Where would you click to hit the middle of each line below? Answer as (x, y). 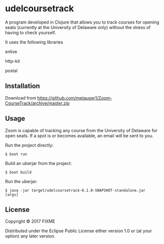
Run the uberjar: (21, 181)
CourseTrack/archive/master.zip (37, 103)
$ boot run (16, 154)
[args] (12, 194)
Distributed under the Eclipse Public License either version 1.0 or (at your (79, 231)
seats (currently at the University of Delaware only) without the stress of (78, 27)
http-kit (13, 61)
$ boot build (18, 172)
